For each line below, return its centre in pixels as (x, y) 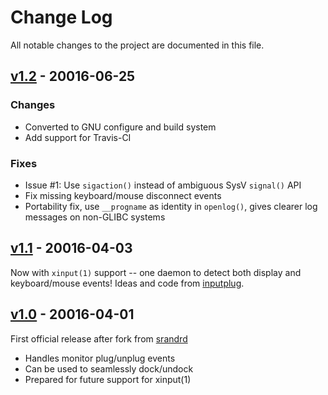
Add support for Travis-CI (78, 137)
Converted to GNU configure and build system (120, 127)
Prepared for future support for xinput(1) (108, 379)
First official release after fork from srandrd (99, 338)
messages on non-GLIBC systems (95, 217)
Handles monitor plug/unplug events (100, 358)
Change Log (61, 17)
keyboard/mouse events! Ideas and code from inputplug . (127, 283)
